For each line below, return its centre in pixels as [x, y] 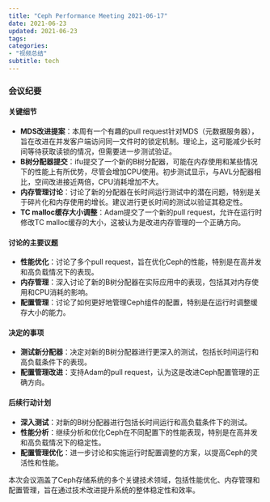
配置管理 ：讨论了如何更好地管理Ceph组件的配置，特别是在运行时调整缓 [139, 302]
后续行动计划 [30, 402]
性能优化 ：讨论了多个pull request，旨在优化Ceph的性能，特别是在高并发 [141, 262]
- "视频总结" [28, 53]
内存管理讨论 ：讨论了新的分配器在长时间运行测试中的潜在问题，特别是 [137, 192]
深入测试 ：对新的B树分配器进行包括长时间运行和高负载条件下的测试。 [136, 422]
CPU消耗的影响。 [63, 292]
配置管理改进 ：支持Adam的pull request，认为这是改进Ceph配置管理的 [136, 372]
